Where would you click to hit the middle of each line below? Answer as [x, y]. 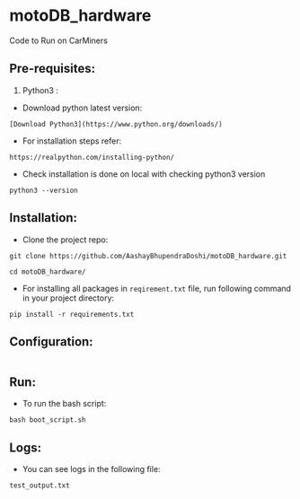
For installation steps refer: [72, 141]
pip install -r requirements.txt [72, 314]
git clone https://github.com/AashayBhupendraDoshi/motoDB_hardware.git [148, 256]
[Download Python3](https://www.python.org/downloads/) [116, 124]
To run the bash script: [64, 404]
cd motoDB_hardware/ [48, 271]
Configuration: [51, 341]
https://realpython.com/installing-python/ [92, 157]
